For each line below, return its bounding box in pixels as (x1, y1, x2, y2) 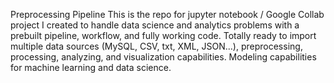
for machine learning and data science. (10, 62, 172, 73)
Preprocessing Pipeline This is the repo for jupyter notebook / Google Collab (10, 9, 325, 20)
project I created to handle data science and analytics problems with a (10, 19, 300, 31)
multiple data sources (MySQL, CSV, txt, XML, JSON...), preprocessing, (10, 40, 303, 52)
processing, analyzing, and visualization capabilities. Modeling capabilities (10, 51, 317, 63)
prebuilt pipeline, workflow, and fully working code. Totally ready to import (10, 30, 317, 41)
